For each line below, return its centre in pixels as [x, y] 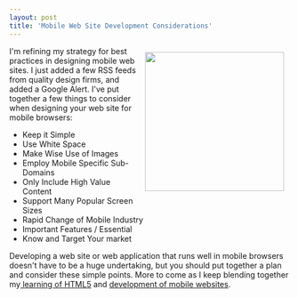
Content [37, 191]
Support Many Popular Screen [77, 200]
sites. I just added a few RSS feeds [72, 70]
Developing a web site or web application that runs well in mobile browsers [146, 255]
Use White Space [54, 144]
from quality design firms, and [64, 79]
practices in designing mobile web [72, 60]
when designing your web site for [70, 108]
